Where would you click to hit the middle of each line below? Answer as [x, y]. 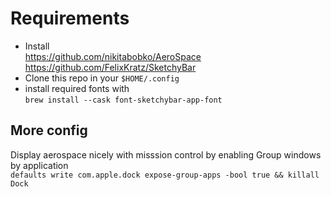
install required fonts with [77, 88]
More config [49, 130]
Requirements [70, 18]
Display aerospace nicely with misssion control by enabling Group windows [166, 154]
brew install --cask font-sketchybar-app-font [123, 100]
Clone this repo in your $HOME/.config [102, 78]
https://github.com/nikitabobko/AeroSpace [113, 56]
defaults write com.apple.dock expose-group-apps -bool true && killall [165, 175]
